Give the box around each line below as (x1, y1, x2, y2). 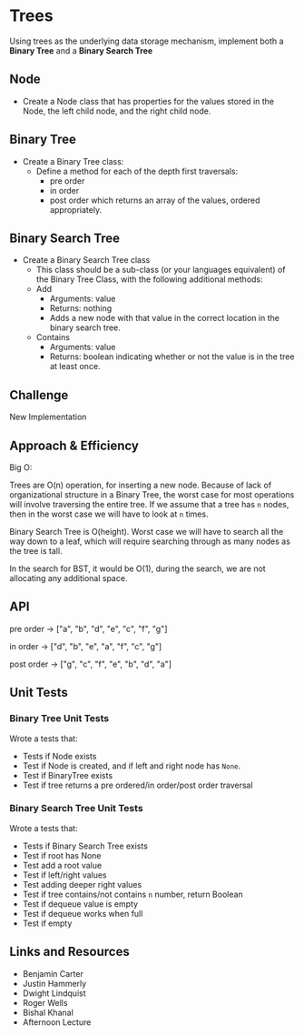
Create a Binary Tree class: (22, 156, 124, 166)
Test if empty (22, 918, 73, 929)
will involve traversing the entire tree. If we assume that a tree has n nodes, (9, 499, 289, 509)
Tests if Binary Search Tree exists (22, 840, 148, 851)
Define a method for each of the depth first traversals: (35, 166, 239, 176)
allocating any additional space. (9, 573, 128, 583)
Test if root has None (22, 849, 102, 860)
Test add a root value (22, 859, 103, 870)
